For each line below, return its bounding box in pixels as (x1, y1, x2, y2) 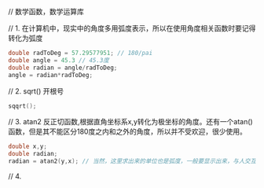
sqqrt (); (8, 101, 37, 110)
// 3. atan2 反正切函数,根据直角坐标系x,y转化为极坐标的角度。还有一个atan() (8, 117, 253, 127)
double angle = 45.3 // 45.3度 (8, 56, 110, 65)
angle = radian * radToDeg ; (8, 71, 93, 79)
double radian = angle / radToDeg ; (8, 64, 118, 72)
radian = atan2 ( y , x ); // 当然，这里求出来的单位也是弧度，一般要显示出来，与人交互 (8, 157, 257, 165)
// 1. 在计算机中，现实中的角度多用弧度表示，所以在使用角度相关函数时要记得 (8, 24, 256, 33)
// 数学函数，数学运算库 (8, 7, 85, 16)
